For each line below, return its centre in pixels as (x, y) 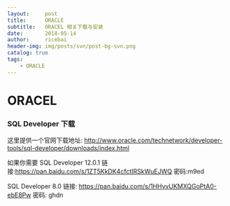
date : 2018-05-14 (42, 33)
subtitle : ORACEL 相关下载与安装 (55, 27)
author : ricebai (37, 40)
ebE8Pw (19, 195)
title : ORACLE (36, 20)
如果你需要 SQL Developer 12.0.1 (53, 163)
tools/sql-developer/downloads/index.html (68, 149)
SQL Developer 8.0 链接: (42, 186)
